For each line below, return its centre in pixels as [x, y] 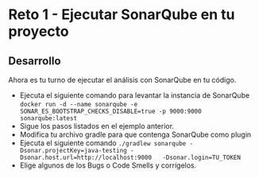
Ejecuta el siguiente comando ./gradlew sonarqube [103, 143]
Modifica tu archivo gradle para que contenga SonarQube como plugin [135, 134]
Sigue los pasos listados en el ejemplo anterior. [97, 126]
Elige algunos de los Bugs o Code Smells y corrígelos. [108, 165]
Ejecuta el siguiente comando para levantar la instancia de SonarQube [135, 95]
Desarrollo [35, 61]
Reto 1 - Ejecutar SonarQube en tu [122, 15]
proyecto [39, 31]
